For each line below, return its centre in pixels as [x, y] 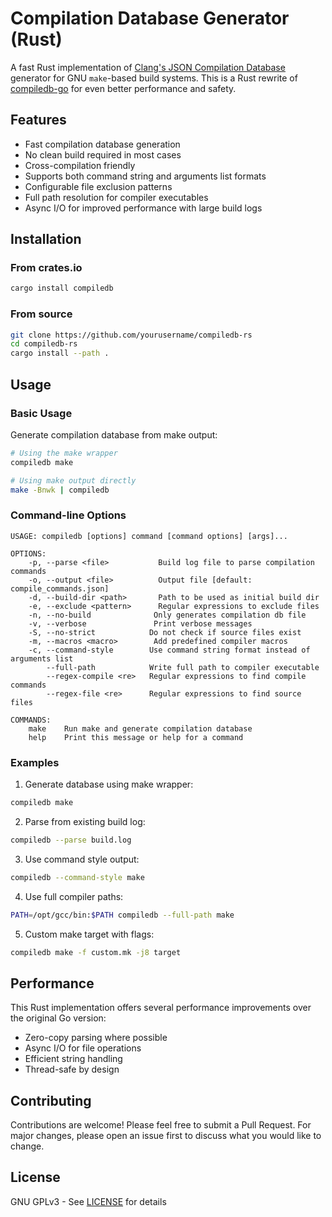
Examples [35, 762]
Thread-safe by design [72, 1069]
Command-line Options [68, 515]
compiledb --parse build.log [71, 840]
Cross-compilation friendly [80, 165]
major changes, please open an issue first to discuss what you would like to [166, 1136]
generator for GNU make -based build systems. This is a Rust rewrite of [154, 78]
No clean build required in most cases [103, 154]
